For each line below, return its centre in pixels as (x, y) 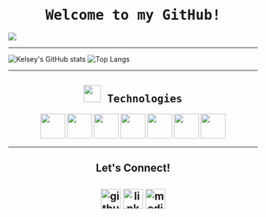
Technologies (144, 99)
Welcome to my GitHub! (133, 15)
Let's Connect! (133, 168)
